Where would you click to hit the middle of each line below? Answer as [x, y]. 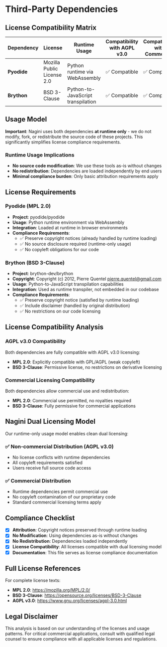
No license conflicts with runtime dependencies [61, 458]
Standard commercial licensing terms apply [57, 502]
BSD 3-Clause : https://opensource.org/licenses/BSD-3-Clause [77, 595]
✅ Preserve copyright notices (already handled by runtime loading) [88, 238]
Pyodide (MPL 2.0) [28, 206]
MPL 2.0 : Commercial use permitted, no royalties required [72, 401]
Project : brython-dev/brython [43, 274]
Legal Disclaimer [32, 616]
